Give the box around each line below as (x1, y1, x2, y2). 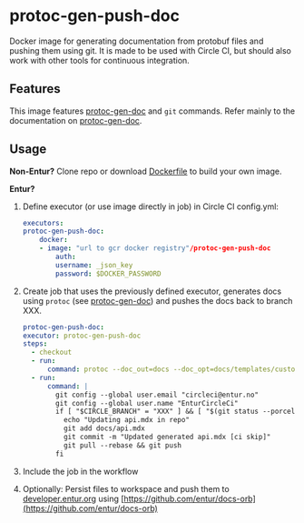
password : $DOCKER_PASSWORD (55, 269, 162, 278)
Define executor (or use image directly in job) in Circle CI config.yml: (22, 201, 279, 212)
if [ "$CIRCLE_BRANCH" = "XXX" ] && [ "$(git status (55, 407, 260, 417)
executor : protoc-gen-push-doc (22, 331, 142, 340)
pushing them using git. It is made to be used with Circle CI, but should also (9, 45, 292, 55)
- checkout (31, 347, 73, 357)
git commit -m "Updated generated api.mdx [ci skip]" (63, 433, 271, 442)
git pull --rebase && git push (63, 440, 181, 450)
